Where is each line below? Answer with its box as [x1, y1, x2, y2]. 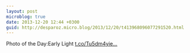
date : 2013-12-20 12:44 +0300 [6, 19, 80, 25]
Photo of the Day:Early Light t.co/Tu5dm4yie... [6, 40, 118, 47]
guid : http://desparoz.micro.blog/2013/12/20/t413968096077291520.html [6, 24, 184, 31]
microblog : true [6, 14, 46, 20]
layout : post [6, 8, 38, 14]
